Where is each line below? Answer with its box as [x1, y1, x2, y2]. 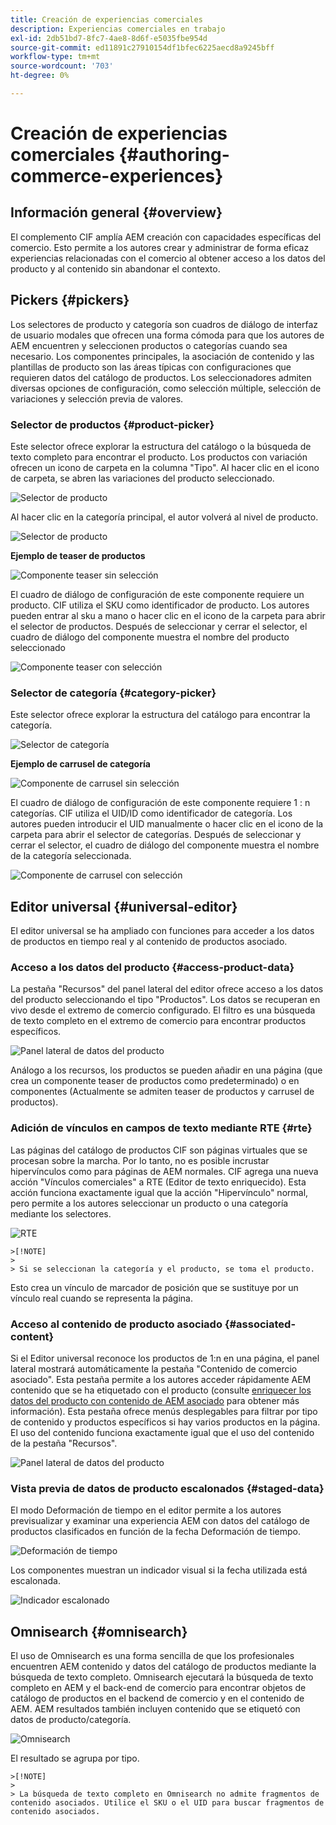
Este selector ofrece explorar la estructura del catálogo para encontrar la [10, 709, 311, 721]
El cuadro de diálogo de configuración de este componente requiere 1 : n [10, 797, 311, 809]
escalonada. [10, 1575, 61, 1587]
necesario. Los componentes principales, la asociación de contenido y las [10, 350, 315, 362]
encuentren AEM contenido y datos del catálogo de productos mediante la [10, 1661, 317, 1673]
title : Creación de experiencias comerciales [10, 14, 203, 25]
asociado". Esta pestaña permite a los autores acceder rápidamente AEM [10, 1373, 312, 1385]
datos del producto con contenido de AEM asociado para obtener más [10, 1394, 300, 1406]
